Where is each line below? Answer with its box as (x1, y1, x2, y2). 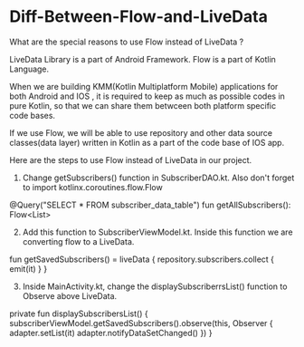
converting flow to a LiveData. (22, 236, 135, 246)
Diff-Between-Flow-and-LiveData (9, 6, 269, 27)
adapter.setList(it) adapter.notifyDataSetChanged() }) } (9, 327, 213, 338)
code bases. (9, 110, 56, 120)
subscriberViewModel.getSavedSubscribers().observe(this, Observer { (9, 317, 273, 328)
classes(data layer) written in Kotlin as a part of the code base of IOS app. (9, 137, 285, 148)
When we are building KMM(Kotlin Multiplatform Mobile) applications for (9, 81, 279, 92)
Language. (9, 63, 50, 74)
